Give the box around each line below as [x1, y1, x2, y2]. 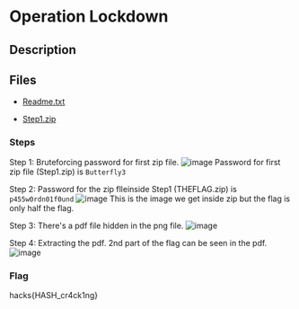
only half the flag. [9, 202, 75, 213]
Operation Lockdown [9, 6, 169, 27]
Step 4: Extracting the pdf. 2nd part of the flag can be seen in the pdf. [9, 237, 268, 248]
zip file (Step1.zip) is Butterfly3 [9, 166, 127, 177]
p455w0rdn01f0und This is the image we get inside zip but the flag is [9, 193, 290, 204]
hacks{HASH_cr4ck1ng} [9, 289, 99, 300]
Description [9, 42, 76, 57]
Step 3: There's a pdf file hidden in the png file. [9, 220, 184, 231]
